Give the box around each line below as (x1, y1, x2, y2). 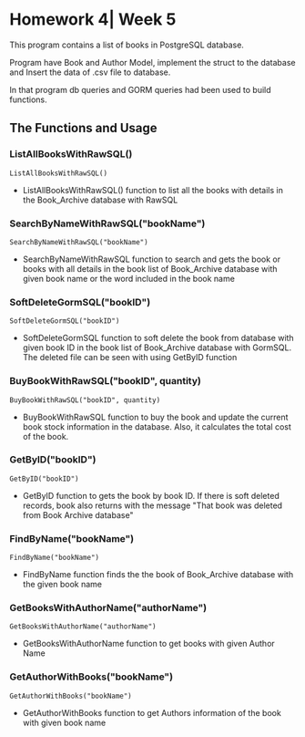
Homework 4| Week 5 (9, 9, 177, 30)
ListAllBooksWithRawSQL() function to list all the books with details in (22, 184, 284, 195)
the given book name (22, 579, 103, 590)
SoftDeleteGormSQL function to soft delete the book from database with (22, 333, 294, 344)
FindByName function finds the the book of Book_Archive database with (22, 569, 294, 580)
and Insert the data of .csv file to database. (9, 67, 171, 78)
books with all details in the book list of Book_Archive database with (22, 263, 278, 274)
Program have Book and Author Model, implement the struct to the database (9, 57, 296, 67)
